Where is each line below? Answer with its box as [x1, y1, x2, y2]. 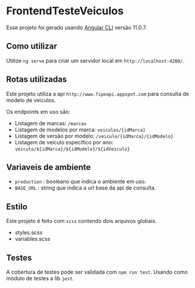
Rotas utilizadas [6, 75, 67, 85]
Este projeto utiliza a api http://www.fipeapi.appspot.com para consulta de [6, 90, 190, 97]
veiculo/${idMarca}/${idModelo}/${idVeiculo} [14, 146, 130, 152]
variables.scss [14, 236, 51, 243]
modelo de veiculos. [6, 97, 56, 104]
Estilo [6, 202, 28, 212]
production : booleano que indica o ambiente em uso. [14, 178, 147, 185]
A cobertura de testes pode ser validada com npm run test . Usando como [6, 268, 188, 275]
